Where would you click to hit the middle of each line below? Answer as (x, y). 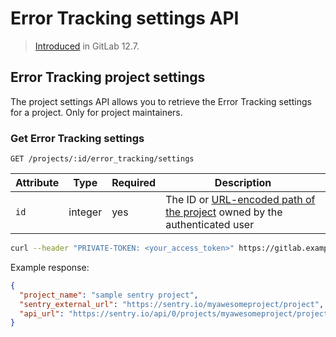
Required (134, 183)
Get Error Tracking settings (77, 138)
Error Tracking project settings (108, 77)
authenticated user (210, 225)
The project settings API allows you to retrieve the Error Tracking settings (161, 101)
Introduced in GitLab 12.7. (87, 46)
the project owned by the (224, 212)
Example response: (50, 267)
